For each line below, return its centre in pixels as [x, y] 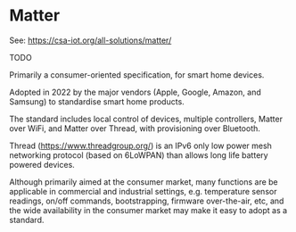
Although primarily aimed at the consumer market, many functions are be [144, 182]
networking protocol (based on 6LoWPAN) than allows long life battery [139, 155]
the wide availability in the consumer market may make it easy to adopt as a [148, 210]
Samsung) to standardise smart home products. [97, 101]
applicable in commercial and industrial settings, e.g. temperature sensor [143, 191]
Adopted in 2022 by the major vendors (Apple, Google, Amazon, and [135, 92]
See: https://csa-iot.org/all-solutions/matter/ [90, 40]
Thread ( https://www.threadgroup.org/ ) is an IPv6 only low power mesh [140, 145]
